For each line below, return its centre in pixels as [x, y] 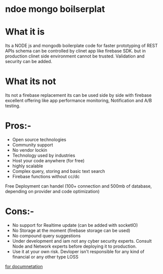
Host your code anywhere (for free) [48, 161]
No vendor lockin [30, 150]
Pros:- [18, 126]
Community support [33, 145]
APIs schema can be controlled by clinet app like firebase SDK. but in [75, 51]
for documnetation [24, 266]
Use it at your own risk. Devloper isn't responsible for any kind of [78, 251]
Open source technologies [39, 139]
